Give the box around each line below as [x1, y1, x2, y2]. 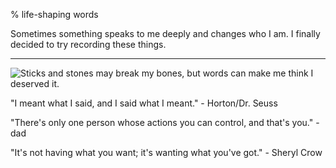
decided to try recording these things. [10, 39, 167, 50]
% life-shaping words [10, 9, 99, 20]
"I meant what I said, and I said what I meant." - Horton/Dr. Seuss [10, 97, 278, 109]
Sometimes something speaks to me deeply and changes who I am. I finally [10, 28, 321, 39]
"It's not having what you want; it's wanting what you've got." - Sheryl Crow [10, 147, 323, 158]
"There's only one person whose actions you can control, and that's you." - [10, 117, 320, 128]
